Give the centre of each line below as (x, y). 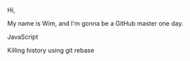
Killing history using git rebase (51, 50)
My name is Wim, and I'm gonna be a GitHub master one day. (95, 23)
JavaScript (23, 37)
